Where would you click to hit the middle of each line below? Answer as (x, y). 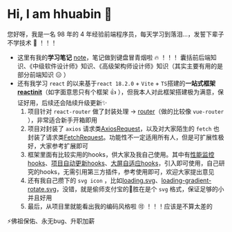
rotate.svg (42, 188)
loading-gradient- (186, 180)
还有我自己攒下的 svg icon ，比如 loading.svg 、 (94, 180)
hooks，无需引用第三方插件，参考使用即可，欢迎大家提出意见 (127, 171)
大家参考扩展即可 (64, 146)
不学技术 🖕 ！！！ (32, 42)
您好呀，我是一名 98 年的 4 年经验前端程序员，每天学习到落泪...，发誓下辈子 (116, 34)
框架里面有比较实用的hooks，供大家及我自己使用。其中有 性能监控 (121, 154)
